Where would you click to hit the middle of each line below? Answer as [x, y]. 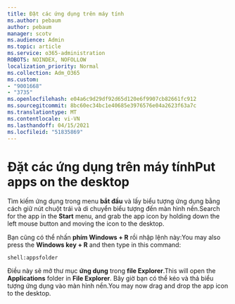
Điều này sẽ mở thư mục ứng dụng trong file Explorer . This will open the [112, 271]
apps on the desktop [69, 182]
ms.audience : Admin [36, 40]
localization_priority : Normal [53, 66]
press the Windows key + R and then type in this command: [94, 245]
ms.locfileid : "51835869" [45, 132]
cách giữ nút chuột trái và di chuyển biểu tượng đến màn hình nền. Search [114, 209]
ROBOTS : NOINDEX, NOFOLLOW [47, 60]
